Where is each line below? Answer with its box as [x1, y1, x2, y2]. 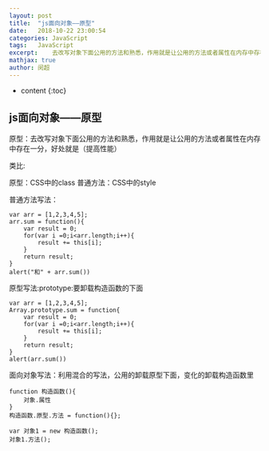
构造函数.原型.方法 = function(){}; [9, 411, 121, 420]
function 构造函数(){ [9, 387, 77, 396]
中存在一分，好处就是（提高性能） [9, 143, 121, 153]
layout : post [9, 11, 53, 20]
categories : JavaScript [9, 34, 89, 42]
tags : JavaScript [9, 42, 74, 50]
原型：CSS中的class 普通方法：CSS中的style [9, 178, 156, 187]
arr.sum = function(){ [9, 218, 85, 225]
